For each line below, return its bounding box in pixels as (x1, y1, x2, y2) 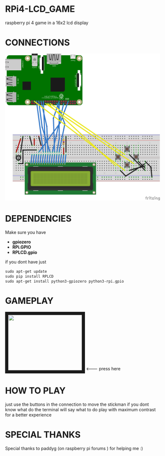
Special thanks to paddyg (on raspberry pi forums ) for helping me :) (5, 446, 143, 452)
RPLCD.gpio (12, 250, 38, 256)
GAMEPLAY (5, 295, 54, 306)
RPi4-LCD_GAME (5, 3, 75, 15)
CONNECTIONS (5, 37, 70, 48)
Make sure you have (5, 229, 46, 235)
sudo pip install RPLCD (5, 274, 54, 279)
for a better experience (5, 412, 52, 418)
